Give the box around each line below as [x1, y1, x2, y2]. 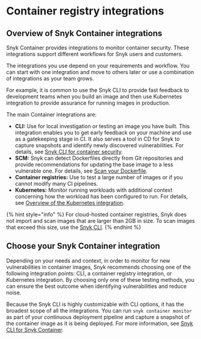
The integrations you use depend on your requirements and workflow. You [6, 62, 190, 69]
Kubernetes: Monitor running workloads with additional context [14, 186, 173, 194]
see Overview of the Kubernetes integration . [14, 200, 125, 206]
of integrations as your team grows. [6, 75, 94, 82]
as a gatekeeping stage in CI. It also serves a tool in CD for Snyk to [14, 135, 180, 142]
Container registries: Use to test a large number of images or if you [14, 174, 183, 181]
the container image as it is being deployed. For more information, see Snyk [6, 320, 193, 327]
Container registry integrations [6, 4, 164, 18]
